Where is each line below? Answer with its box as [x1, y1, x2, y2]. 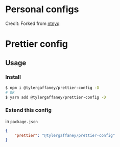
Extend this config [5, 107, 52, 114]
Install [5, 74, 21, 81]
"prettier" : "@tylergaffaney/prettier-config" [14, 133, 115, 138]
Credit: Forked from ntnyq [5, 20, 60, 26]
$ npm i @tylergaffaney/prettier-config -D [5, 85, 100, 90]
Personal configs [5, 4, 79, 15]
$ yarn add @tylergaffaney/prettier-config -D [5, 95, 106, 100]
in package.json [5, 118, 38, 124]
